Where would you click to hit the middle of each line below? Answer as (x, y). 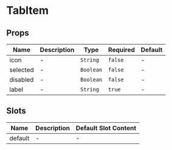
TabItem (28, 11)
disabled (22, 80)
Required (122, 50)
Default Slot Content (106, 128)
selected (22, 70)
